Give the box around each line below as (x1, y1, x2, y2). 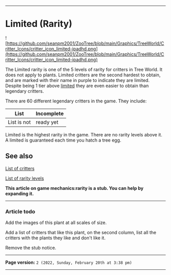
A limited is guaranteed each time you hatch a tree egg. (5, 137, 122, 143)
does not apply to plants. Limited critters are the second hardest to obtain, (5, 72, 161, 78)
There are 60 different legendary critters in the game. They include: (5, 98, 147, 104)
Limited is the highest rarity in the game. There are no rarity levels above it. (5, 131, 163, 137)
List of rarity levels (5, 175, 44, 181)
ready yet (35, 118, 59, 125)
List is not (8, 118, 31, 125)
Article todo (5, 208, 36, 215)
